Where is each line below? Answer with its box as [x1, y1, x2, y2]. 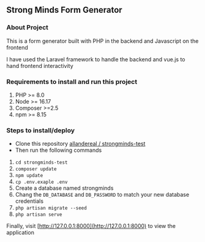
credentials [15, 197, 44, 205]
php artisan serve [15, 211, 62, 218]
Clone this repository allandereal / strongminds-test [15, 140, 146, 148]
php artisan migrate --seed [15, 205, 87, 211]
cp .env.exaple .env [15, 179, 68, 186]
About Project [6, 23, 49, 32]
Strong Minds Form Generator [6, 5, 122, 15]
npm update [15, 173, 43, 179]
